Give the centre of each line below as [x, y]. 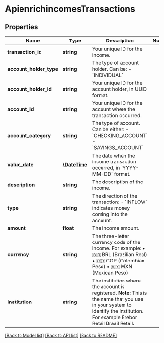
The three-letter [111, 236]
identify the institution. [118, 311]
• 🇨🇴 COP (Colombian [118, 261]
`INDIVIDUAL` [108, 75]
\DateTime [75, 165]
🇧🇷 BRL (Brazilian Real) [120, 254]
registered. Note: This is [120, 293]
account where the [113, 109]
